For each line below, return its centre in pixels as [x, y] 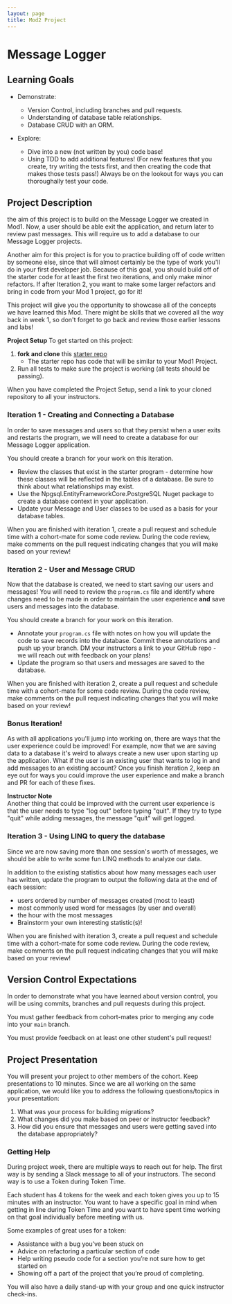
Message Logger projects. [45, 241]
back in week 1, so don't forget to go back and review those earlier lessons [114, 320]
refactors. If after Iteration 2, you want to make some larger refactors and [111, 284]
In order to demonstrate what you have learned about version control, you [113, 996]
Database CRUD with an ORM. [71, 125]
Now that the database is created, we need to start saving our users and [110, 584]
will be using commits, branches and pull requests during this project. [106, 1004]
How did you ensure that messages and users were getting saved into [117, 1127]
